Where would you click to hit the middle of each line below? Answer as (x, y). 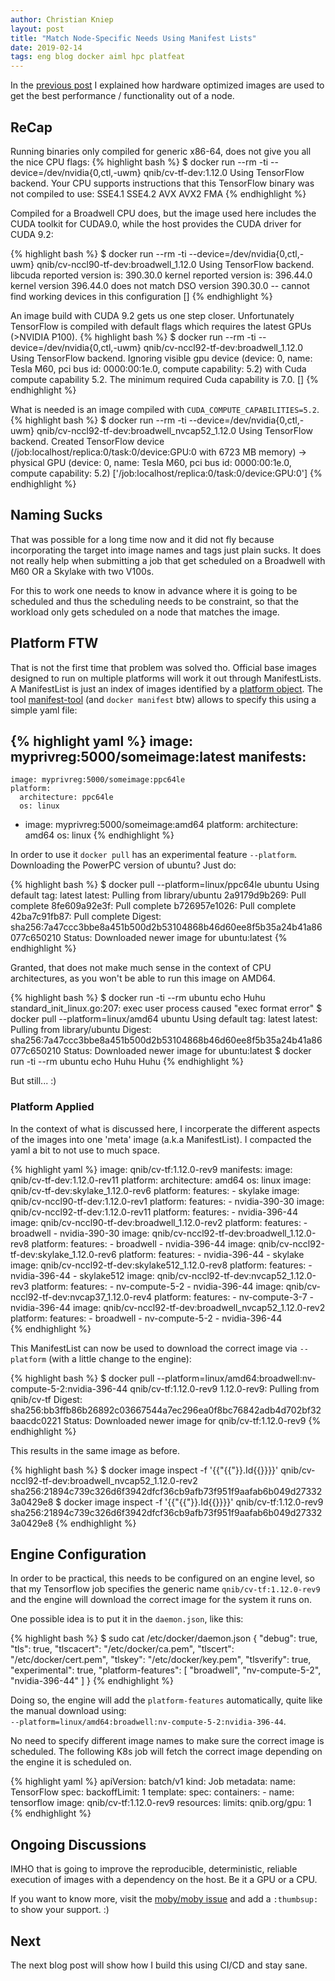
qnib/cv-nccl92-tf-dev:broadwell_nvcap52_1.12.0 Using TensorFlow (174, 430)
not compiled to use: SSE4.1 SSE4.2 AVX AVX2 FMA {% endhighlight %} (158, 193)
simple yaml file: (44, 710)
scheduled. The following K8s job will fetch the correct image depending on (166, 1752)
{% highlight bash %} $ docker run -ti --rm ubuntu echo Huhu (138, 998)
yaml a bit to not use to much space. (85, 1150)
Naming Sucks (56, 515)
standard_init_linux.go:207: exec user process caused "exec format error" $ (166, 1008)
